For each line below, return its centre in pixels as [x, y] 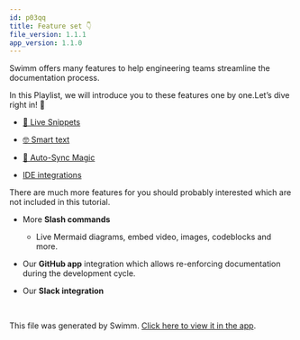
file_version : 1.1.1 [48, 34]
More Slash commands [66, 219]
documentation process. [55, 78]
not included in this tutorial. [60, 202]
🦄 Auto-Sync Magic [59, 157]
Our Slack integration [63, 291]
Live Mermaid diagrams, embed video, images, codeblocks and [154, 237]
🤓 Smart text [46, 139]
